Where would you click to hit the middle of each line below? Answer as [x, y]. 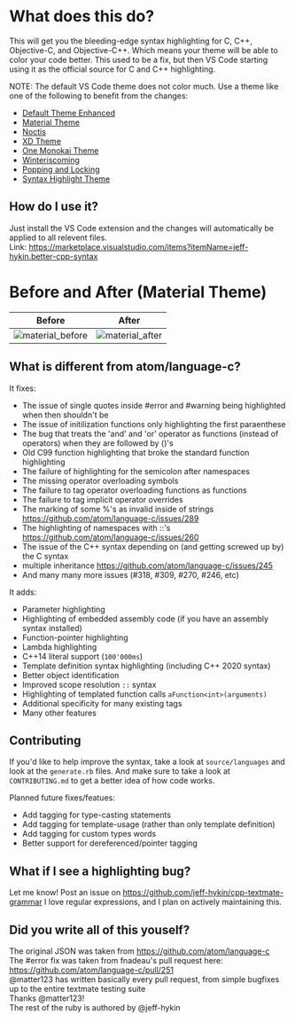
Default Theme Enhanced [68, 113]
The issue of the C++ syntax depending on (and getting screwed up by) [153, 546]
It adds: [23, 592]
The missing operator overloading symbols [100, 480]
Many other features [59, 713]
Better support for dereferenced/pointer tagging [109, 843]
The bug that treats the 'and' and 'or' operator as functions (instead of [150, 433]
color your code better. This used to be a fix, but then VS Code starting [139, 59]
